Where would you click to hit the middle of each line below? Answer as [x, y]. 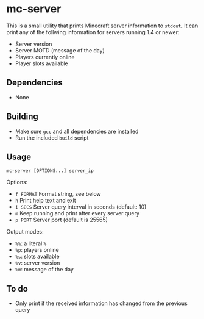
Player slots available [41, 63]
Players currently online [45, 57]
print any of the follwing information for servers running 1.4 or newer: [93, 32]
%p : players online [37, 250]
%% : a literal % [31, 243]
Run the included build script [52, 138]
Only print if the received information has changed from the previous [101, 303]
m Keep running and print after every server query [77, 213]
